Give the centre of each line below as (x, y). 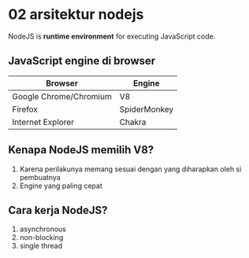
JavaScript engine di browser (82, 61)
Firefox (25, 109)
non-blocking (41, 238)
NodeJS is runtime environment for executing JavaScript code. (112, 36)
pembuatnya (40, 177)
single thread (41, 246)
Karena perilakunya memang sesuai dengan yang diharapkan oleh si (130, 169)
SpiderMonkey (147, 109)
